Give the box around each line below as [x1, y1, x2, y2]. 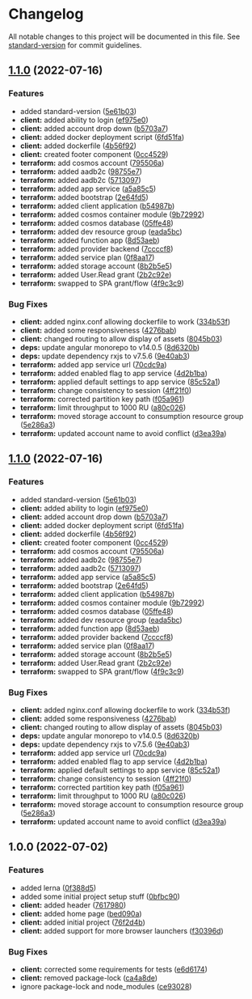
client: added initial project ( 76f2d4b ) [19, 917, 145, 927]
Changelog [8, 5, 84, 23]
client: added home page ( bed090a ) [19, 908, 143, 918]
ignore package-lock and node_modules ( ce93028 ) [19, 981, 192, 991]
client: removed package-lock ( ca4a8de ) [19, 972, 158, 983]
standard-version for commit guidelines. [8, 40, 142, 49]
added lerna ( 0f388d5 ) [19, 883, 97, 892]
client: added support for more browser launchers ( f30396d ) [19, 925, 224, 935]
